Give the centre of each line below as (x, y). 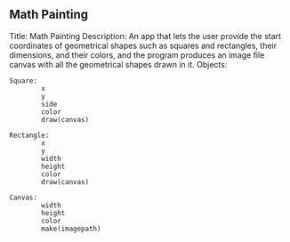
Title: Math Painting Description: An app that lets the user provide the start (145, 36)
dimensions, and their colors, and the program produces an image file (137, 55)
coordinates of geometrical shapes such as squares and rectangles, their (143, 45)
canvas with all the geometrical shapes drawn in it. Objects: (118, 64)
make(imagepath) (71, 229)
